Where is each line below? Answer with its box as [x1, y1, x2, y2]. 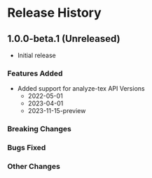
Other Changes [7, 162, 61, 172]
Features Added [7, 68, 63, 78]
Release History [7, 5, 102, 21]
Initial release [17, 51, 56, 59]
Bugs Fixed [7, 143, 46, 153]
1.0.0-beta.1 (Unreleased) [7, 33, 120, 45]
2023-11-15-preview [27, 107, 86, 115]
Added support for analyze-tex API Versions [17, 84, 145, 93]
